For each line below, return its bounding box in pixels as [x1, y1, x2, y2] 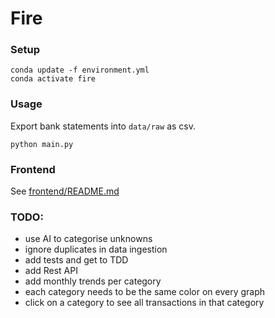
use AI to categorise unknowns [24, 233, 153, 245]
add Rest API [24, 265, 78, 277]
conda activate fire [10, 74, 97, 84]
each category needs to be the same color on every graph [24, 286, 266, 298]
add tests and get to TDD [24, 254, 129, 266]
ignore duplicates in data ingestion [24, 243, 168, 256]
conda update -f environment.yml [10, 65, 150, 76]
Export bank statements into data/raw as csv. [10, 120, 196, 132]
